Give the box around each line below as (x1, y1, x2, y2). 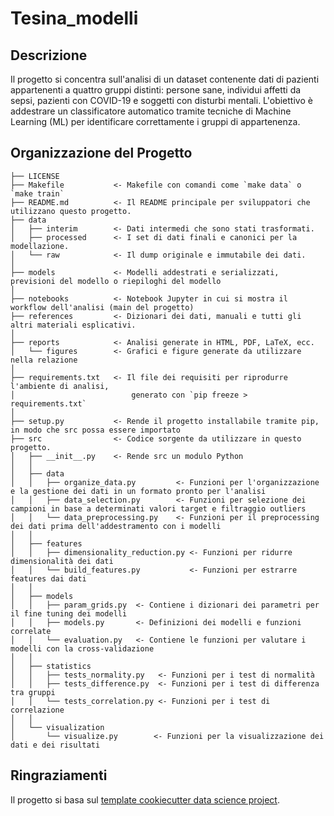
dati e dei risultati (10, 740, 101, 750)
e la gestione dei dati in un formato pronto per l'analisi (10, 486, 267, 496)
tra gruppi (10, 687, 56, 697)
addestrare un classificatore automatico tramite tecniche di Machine (10, 105, 292, 117)
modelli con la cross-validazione (10, 643, 155, 654)
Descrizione (10, 47, 88, 64)
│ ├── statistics (10, 661, 92, 671)
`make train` (10, 188, 65, 199)
